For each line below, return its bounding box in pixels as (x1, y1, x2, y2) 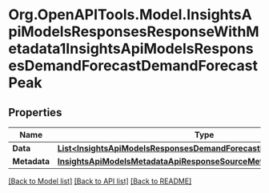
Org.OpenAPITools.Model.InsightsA (8, 6, 252, 24)
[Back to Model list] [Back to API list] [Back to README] (8, 176, 192, 186)
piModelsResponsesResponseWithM (8, 22, 259, 41)
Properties (8, 106, 62, 119)
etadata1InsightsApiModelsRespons (8, 40, 254, 58)
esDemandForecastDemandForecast (8, 57, 259, 75)
